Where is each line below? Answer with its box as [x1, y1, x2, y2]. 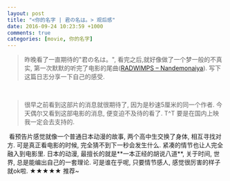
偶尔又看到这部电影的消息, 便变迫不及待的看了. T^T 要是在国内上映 [30, 109, 220, 118]
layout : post [7, 10, 45, 17]
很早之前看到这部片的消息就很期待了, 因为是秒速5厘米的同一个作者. [23, 100, 215, 109]
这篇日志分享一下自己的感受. [23, 73, 105, 81]
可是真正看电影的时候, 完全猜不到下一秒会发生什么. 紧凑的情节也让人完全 [16, 141, 223, 149]
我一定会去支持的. [23, 118, 75, 126]
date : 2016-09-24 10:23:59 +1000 [7, 23, 104, 30]
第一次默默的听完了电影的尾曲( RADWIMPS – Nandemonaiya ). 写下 [33, 64, 221, 72]
